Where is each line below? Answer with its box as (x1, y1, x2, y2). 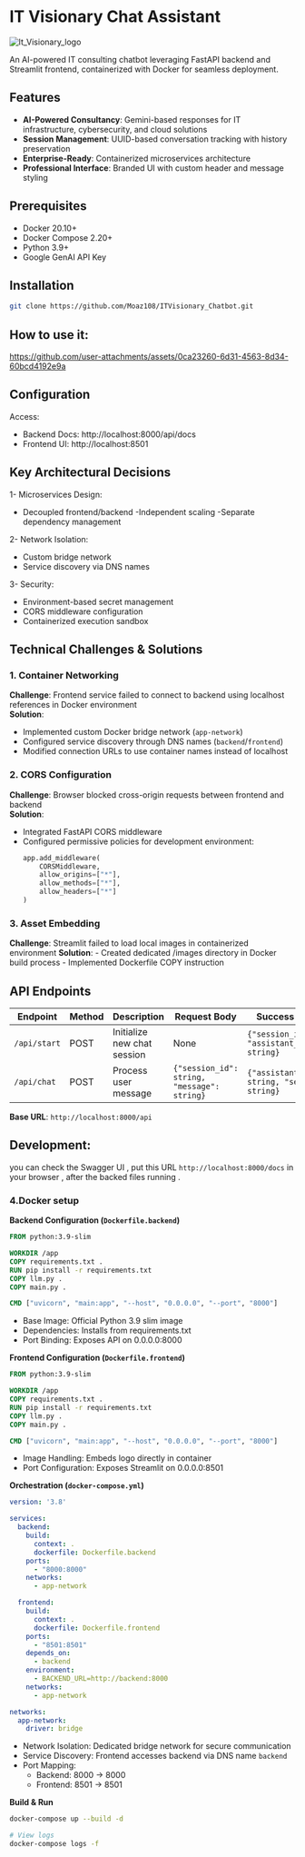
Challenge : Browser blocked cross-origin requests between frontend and (9, 789, 284, 800)
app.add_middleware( (22, 853, 101, 862)
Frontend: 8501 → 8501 (35, 1779, 123, 1791)
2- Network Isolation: (9, 533, 89, 544)
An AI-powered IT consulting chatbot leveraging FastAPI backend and (9, 54, 271, 65)
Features (9, 90, 61, 105)
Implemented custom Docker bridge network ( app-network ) (22, 727, 243, 738)
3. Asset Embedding (9, 917, 101, 929)
